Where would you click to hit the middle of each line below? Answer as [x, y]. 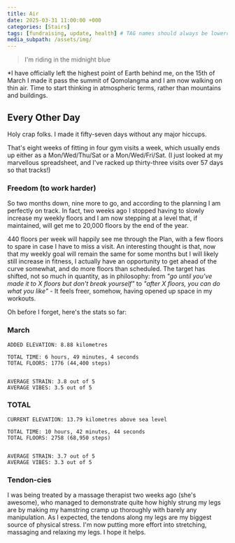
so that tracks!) [29, 170]
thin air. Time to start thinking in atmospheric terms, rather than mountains [114, 88]
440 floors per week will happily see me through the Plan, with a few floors [115, 239]
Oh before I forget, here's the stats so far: [67, 312]
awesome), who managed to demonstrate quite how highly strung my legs [114, 502]
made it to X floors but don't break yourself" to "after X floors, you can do [114, 284]
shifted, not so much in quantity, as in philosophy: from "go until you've [110, 276]
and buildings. [28, 96]
